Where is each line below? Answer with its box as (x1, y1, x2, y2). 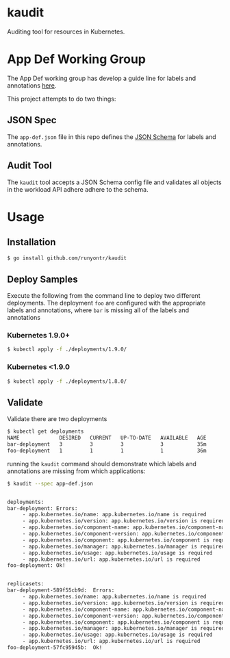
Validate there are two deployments (7, 415, 107, 423)
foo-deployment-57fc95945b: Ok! (7, 644, 103, 651)
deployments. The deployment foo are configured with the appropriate (7, 299, 206, 307)
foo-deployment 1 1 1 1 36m (7, 447, 207, 454)
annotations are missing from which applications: (7, 467, 146, 475)
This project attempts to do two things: (7, 94, 116, 103)
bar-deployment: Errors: (7, 505, 78, 511)
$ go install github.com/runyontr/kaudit (7, 255, 127, 262)
